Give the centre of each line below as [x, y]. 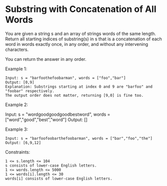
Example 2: [17, 104]
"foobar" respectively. [30, 91]
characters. [17, 49]
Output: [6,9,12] [23, 143]
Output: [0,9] [20, 82]
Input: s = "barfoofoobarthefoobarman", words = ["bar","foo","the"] [79, 138]
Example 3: [17, 129]
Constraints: [18, 152]
